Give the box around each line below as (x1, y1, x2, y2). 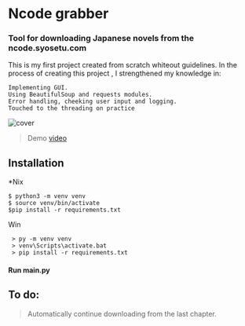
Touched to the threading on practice (8, 104, 135, 112)
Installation (8, 156, 64, 170)
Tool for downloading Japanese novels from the (8, 33, 195, 44)
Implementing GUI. (8, 84, 68, 92)
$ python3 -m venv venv (8, 192, 86, 200)
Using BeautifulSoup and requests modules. (8, 91, 153, 99)
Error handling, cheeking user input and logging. (8, 97, 177, 106)
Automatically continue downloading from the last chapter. (27, 309, 218, 318)
